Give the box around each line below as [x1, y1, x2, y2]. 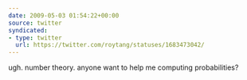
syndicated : [8, 26, 48, 34]
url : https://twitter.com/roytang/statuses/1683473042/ [15, 41, 205, 49]
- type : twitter [8, 33, 62, 42]
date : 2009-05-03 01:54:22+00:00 [8, 11, 120, 20]
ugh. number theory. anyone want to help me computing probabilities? [8, 63, 239, 72]
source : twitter [8, 19, 62, 27]
